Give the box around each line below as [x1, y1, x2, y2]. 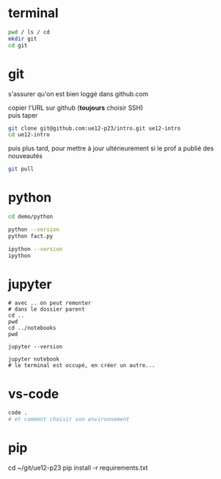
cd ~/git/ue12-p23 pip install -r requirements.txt [8, 463, 148, 472]
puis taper [8, 110, 38, 119]
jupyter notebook [8, 356, 60, 363]
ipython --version [8, 245, 63, 252]
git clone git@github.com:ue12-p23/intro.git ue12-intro [8, 125, 181, 132]
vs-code [8, 386, 59, 402]
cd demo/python [8, 213, 53, 220]
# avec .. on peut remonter [8, 299, 92, 307]
